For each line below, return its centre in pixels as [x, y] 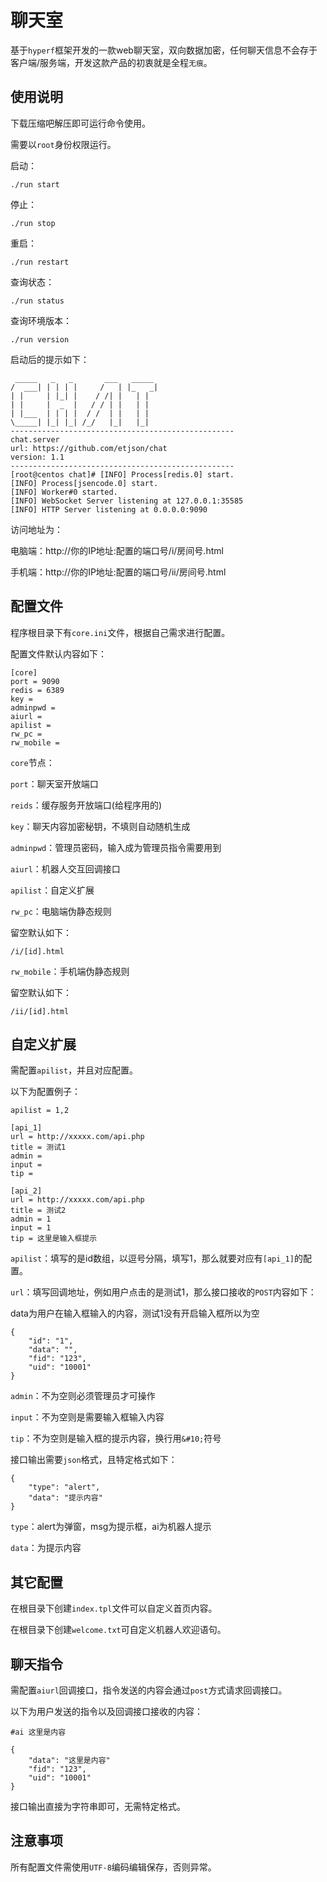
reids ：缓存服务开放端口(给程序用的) [86, 805]
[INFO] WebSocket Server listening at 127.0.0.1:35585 [127, 501]
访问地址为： [36, 529]
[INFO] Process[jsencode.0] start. [84, 483]
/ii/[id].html [40, 1011]
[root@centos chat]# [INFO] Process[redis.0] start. [122, 474]
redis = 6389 [37, 690]
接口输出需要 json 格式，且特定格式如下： [94, 1460]
